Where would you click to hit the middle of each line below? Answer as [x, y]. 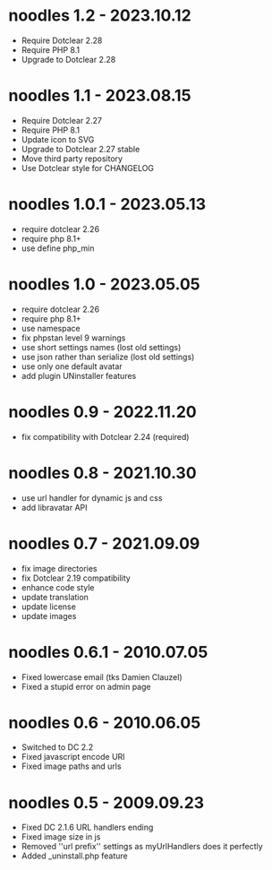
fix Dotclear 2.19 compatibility [76, 578]
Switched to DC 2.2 [57, 747]
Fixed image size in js [61, 837]
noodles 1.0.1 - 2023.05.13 [107, 205]
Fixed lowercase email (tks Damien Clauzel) [102, 676]
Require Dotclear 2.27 [61, 120]
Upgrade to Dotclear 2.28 [68, 59]
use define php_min [58, 248]
